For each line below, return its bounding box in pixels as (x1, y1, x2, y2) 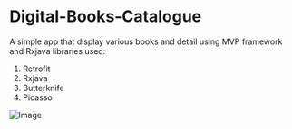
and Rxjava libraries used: (9, 45, 106, 56)
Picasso (22, 92, 53, 103)
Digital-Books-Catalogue (9, 6, 202, 27)
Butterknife (22, 82, 65, 93)
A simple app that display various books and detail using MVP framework (9, 36, 283, 47)
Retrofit (22, 63, 51, 74)
